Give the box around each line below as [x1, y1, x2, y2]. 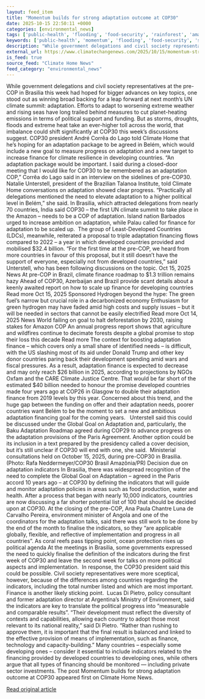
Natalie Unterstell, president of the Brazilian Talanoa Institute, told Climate [6, 180, 192, 187]
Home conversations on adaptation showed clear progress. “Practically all [6, 187, 192, 194]
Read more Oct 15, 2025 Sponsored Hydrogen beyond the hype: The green [6, 290, 195, 298]
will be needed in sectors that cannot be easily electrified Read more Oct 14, [6, 310, 198, 317]
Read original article [6, 686, 57, 693]
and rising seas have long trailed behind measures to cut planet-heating [6, 108, 187, 116]
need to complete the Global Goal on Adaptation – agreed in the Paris [6, 472, 181, 480]
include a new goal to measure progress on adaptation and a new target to [6, 147, 194, 155]
